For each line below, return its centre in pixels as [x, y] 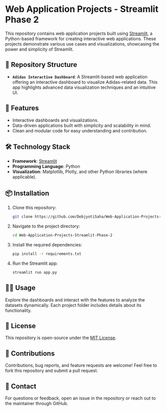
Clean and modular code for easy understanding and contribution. [80, 130]
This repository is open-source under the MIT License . [61, 338]
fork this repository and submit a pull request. [52, 371]
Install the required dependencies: [47, 244]
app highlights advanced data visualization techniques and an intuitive [84, 87]
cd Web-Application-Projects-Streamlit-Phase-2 [62, 235]
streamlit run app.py [34, 272]
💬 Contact [21, 386]
